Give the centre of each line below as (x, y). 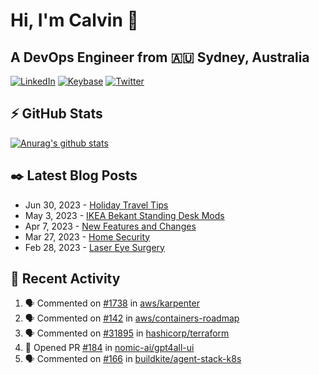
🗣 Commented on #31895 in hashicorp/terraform (127, 333)
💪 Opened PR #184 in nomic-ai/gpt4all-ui (109, 348)
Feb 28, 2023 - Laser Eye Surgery (94, 247)
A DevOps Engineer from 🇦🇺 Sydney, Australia (160, 57)
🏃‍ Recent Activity (65, 279)
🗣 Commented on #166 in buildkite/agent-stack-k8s (133, 359)
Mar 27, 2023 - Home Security (87, 236)
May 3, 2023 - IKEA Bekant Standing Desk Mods (124, 215)
